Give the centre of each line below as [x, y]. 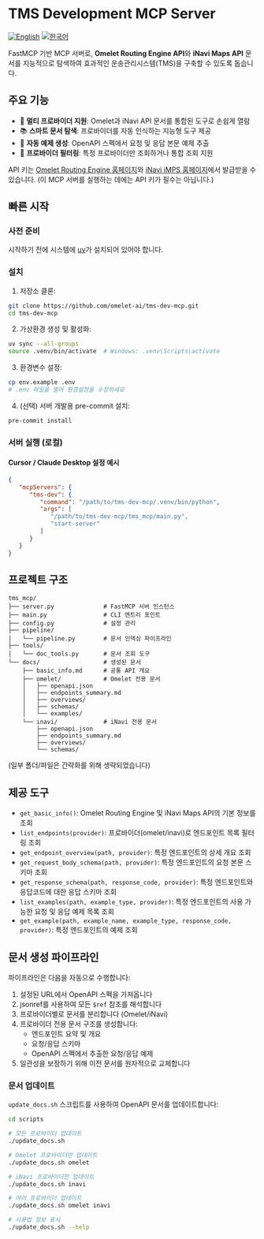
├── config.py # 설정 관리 [72, 624]
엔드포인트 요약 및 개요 [66, 1034]
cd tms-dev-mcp [33, 313]
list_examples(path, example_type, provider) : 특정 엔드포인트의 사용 [131, 902]
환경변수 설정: [41, 368]
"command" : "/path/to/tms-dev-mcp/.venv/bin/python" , [130, 502]
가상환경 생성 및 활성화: [56, 329]
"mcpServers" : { [45, 487]
